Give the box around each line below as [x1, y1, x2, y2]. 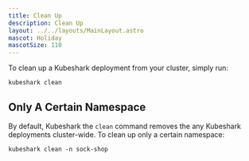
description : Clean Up [8, 19, 84, 27]
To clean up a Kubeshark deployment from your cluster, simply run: [8, 63, 229, 73]
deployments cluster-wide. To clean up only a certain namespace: [8, 129, 225, 139]
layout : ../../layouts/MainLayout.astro [8, 26, 145, 34]
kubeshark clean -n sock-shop [8, 145, 109, 153]
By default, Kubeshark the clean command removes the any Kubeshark [8, 121, 241, 131]
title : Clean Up [8, 11, 62, 20]
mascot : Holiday [8, 33, 62, 42]
